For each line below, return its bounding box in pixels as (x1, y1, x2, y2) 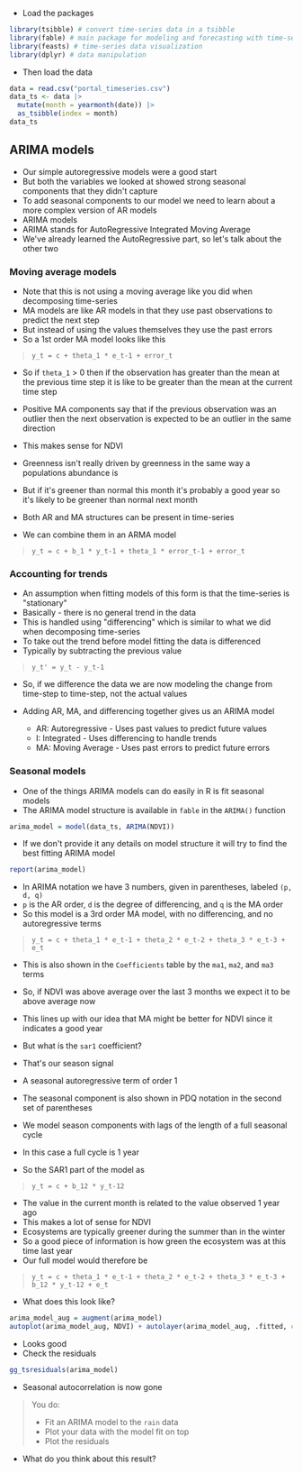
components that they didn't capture (22, 185, 158, 197)
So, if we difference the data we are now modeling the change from (22, 679, 272, 690)
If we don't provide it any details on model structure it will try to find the (22, 838, 288, 849)
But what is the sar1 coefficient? (22, 1040, 142, 1051)
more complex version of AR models (22, 205, 157, 215)
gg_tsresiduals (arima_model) (9, 1366, 119, 1375)
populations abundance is (22, 467, 119, 478)
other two (22, 242, 58, 253)
